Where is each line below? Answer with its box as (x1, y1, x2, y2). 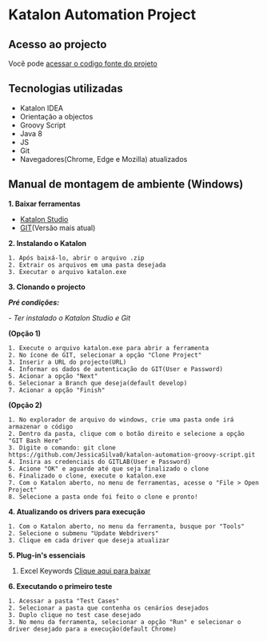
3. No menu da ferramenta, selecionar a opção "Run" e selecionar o (8, 618, 241, 626)
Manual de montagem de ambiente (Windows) (8, 178, 244, 191)
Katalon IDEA (19, 103, 64, 113)
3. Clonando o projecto (8, 282, 86, 292)
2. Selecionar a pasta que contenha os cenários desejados (8, 603, 209, 612)
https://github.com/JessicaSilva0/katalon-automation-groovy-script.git (8, 450, 256, 458)
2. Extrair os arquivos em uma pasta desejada (8, 260, 166, 269)
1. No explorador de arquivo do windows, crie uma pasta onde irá (8, 415, 234, 424)
